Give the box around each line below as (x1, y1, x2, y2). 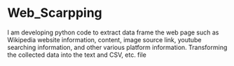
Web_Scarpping (7, 5, 103, 21)
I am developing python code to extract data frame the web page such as (7, 28, 219, 37)
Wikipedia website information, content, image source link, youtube (7, 35, 202, 44)
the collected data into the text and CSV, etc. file (7, 51, 147, 59)
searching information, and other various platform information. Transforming (7, 43, 228, 51)
